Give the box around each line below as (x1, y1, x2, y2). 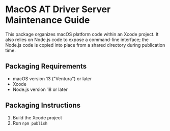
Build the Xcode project (12, 114, 62, 120)
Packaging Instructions (5, 101, 81, 110)
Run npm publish (12, 120, 48, 126)
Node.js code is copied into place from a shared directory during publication (5, 42, 165, 48)
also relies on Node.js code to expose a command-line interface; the (5, 37, 149, 43)
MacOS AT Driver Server (5, 4, 111, 15)
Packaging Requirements (5, 62, 87, 71)
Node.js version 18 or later (12, 86, 68, 92)
